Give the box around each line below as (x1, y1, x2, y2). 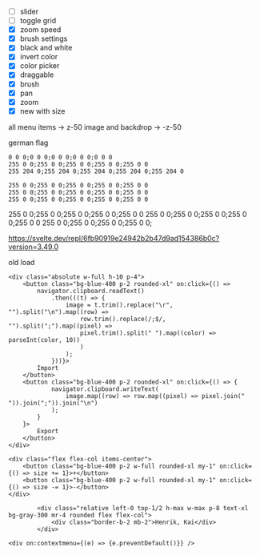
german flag (8, 138, 49, 147)
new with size (19, 106, 66, 115)
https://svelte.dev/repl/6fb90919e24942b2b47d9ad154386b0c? (8, 233, 220, 243)
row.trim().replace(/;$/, (79, 315, 166, 323)
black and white (19, 43, 73, 53)
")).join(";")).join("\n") (8, 399, 98, 407)
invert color (19, 52, 58, 62)
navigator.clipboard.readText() (37, 287, 146, 295)
